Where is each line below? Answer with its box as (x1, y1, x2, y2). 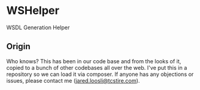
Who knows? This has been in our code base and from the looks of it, (6, 57, 182, 64)
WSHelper (6, 4, 60, 18)
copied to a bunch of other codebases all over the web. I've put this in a (6, 64, 188, 71)
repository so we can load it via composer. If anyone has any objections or (6, 71, 194, 78)
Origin (6, 41, 31, 52)
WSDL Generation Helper (6, 24, 70, 31)
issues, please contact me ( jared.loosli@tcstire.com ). (6, 77, 140, 84)
